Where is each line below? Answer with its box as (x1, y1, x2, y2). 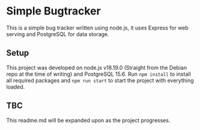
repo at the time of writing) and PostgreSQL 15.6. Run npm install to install (6, 70, 191, 78)
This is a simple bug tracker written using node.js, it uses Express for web (6, 24, 189, 31)
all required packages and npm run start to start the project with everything (6, 76, 194, 84)
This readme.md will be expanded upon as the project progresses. (6, 116, 171, 124)
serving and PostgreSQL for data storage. (6, 30, 109, 37)
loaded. (6, 83, 25, 90)
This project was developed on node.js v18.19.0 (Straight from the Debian (6, 64, 187, 71)
